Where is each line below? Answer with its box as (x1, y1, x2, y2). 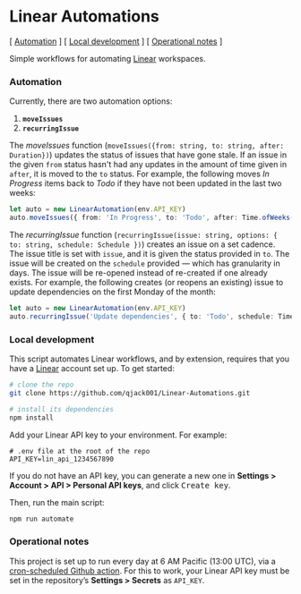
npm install (9, 413, 54, 422)
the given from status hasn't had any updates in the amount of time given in (9, 159, 288, 170)
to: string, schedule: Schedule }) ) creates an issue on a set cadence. (9, 239, 276, 250)
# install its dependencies (9, 404, 115, 413)
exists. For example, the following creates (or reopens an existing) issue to (9, 276, 284, 287)
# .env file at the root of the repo (9, 446, 150, 455)
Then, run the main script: (9, 496, 105, 507)
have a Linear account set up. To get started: (9, 363, 175, 374)
